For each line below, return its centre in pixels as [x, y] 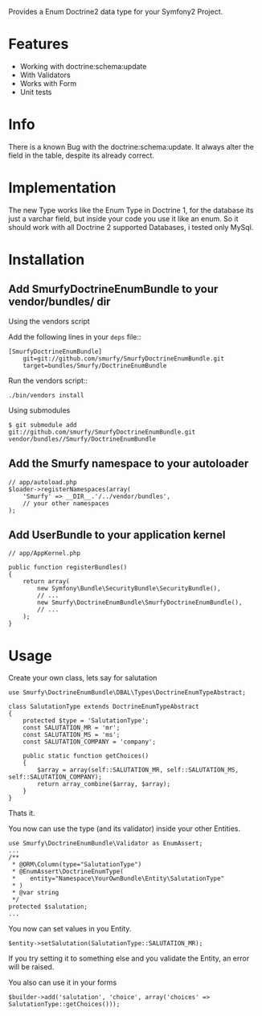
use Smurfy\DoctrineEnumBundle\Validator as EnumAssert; [106, 844]
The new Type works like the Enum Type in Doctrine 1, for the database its [131, 210]
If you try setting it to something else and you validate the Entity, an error [129, 958]
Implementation [62, 188]
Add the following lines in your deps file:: [75, 336]
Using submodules [39, 410]
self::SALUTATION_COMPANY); [55, 777]
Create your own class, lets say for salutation [83, 678]
